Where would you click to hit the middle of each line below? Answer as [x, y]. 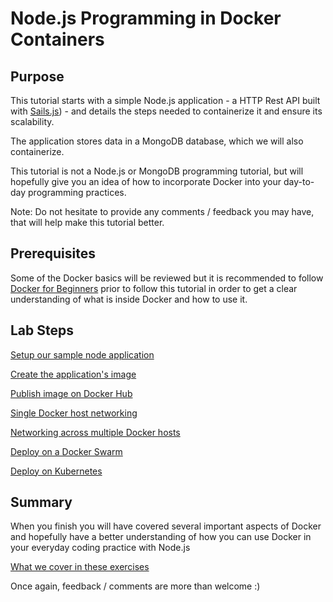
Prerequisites [53, 253]
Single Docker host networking [74, 413]
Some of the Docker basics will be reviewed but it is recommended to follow [167, 278]
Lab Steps [42, 330]
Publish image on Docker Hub [71, 393]
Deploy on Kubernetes [56, 471]
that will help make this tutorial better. [87, 222]
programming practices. [77, 192]
